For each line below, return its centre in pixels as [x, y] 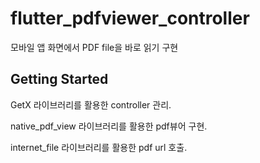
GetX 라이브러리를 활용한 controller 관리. [91, 104]
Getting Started [59, 79]
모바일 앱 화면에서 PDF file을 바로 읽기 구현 [94, 47]
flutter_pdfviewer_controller [130, 18]
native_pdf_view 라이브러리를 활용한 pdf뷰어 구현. [109, 126]
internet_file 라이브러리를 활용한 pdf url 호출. [99, 147]
